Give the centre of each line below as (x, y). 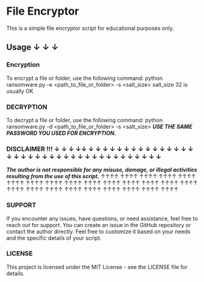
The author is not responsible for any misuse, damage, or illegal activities (102, 170)
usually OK (20, 91)
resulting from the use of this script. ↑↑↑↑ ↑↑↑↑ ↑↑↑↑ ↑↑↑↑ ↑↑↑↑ (101, 176)
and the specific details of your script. (54, 238)
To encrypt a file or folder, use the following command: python (85, 78)
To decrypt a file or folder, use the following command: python (85, 120)
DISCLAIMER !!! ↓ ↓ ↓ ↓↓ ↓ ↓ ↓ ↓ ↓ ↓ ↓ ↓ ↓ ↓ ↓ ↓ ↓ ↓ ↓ (100, 149)
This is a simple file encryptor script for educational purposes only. (90, 28)
